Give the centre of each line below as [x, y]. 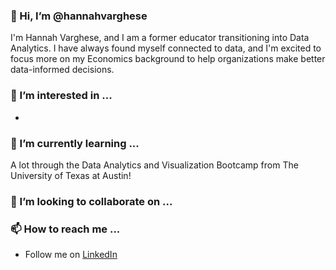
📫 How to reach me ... [65, 229]
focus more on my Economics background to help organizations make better [168, 59]
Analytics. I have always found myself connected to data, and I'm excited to [166, 48]
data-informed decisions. [62, 70]
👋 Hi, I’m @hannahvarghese [79, 16]
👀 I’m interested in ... [61, 96]
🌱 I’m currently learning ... [75, 143]
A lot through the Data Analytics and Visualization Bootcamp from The [154, 165]
